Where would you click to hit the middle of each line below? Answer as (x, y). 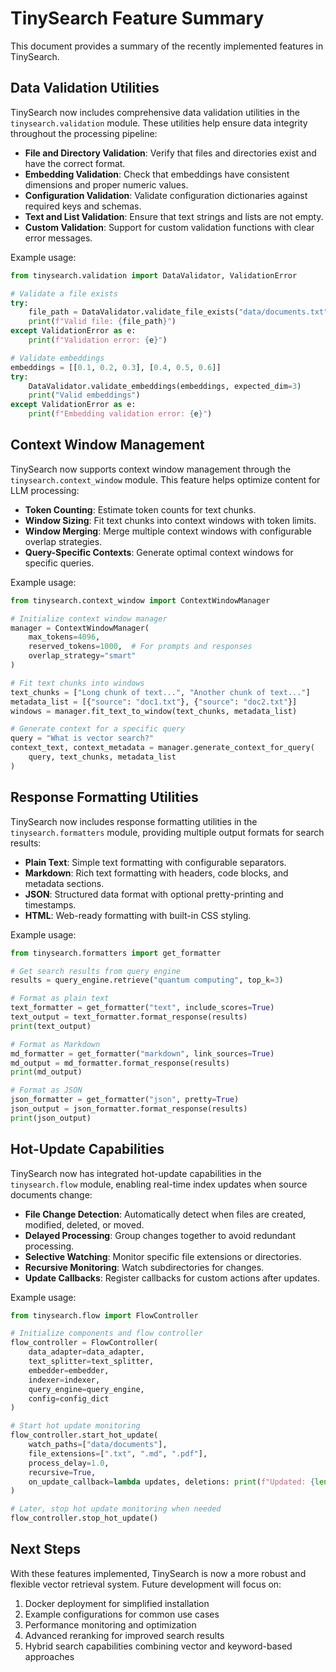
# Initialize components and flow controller (106, 1333)
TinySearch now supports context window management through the (151, 469)
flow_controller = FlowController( (84, 1343)
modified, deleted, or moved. (84, 1224)
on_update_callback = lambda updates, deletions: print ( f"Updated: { (171, 1482)
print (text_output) (51, 1026)
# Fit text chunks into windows (77, 683)
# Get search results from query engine (96, 971)
